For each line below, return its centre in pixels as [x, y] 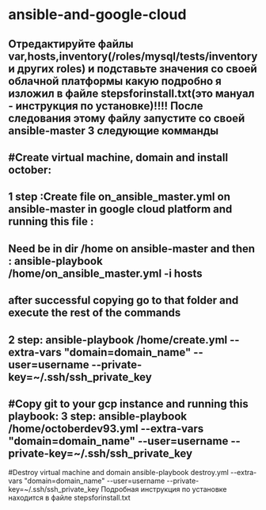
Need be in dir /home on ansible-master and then [132, 249]
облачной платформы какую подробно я [115, 81]
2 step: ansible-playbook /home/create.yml [118, 340]
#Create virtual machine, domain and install [118, 157]
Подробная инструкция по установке [164, 489]
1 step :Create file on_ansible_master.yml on [120, 197]
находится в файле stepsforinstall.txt [69, 498]
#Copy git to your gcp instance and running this [128, 403]
